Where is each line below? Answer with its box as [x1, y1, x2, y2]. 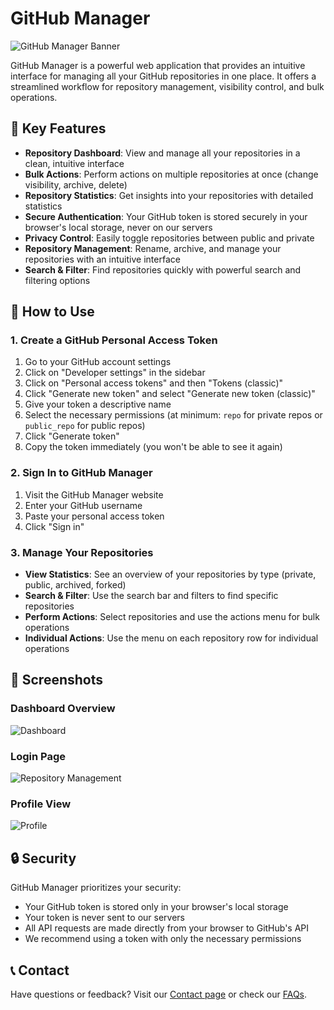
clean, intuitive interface [24, 157, 125, 169]
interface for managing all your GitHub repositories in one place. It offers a [10, 70, 317, 82]
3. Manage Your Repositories [10, 545, 154, 559]
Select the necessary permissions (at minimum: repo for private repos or [24, 409, 323, 421]
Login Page [10, 749, 67, 763]
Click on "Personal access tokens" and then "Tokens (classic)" [24, 377, 284, 389]
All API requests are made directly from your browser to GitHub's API [24, 922, 310, 934]
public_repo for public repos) [24, 420, 146, 432]
